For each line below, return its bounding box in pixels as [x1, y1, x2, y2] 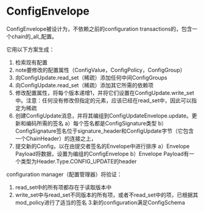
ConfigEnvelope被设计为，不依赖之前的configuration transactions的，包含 [6, 25, 192, 32]
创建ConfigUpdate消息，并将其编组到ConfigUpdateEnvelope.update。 [15, 111, 192, 119]
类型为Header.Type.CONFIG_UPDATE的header [20, 157, 137, 165]
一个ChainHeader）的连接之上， [15, 135, 97, 142]
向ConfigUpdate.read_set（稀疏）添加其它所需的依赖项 [15, 81, 154, 89]
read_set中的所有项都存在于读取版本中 [15, 183, 112, 191]
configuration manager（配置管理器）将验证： [6, 171, 123, 178]
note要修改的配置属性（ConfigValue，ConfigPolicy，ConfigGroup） [15, 66, 186, 74]
